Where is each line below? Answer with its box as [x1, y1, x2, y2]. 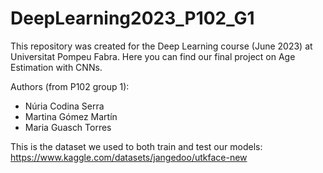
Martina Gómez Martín [24, 110, 118, 122]
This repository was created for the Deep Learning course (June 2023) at [10, 40, 313, 52]
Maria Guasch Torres [24, 121, 112, 133]
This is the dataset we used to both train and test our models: [10, 140, 263, 152]
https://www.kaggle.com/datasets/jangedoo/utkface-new [10, 151, 248, 163]
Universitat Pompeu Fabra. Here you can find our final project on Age [10, 50, 296, 62]
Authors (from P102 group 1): [10, 80, 130, 92]
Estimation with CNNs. [10, 61, 103, 73]
